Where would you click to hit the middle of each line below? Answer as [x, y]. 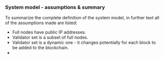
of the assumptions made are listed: [41, 23]
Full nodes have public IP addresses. [49, 32]
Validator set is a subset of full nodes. [50, 37]
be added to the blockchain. [40, 48]
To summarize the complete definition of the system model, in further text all [82, 18]
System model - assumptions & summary [55, 7]
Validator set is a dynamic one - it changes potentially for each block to [84, 43]
